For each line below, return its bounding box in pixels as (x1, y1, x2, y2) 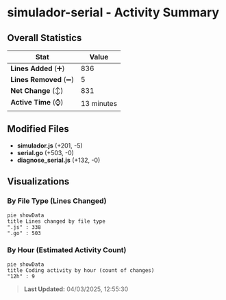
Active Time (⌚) (10, 98, 64, 107)
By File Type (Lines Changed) (7, 196, 107, 206)
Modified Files (7, 123, 70, 135)
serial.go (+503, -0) (16, 148, 74, 156)
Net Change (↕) (10, 86, 64, 95)
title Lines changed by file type (7, 217, 106, 225)
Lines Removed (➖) (10, 75, 74, 84)
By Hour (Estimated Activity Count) (7, 245, 127, 255)
